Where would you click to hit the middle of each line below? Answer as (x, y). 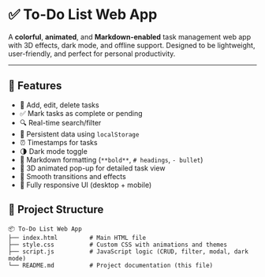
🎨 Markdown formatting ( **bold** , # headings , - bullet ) (111, 159)
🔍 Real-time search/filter (60, 122)
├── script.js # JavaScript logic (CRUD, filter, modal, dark (128, 251)
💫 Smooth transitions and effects (73, 176)
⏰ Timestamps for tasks (58, 142)
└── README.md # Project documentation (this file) (111, 265)
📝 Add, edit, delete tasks (60, 105)
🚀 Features (35, 86)
